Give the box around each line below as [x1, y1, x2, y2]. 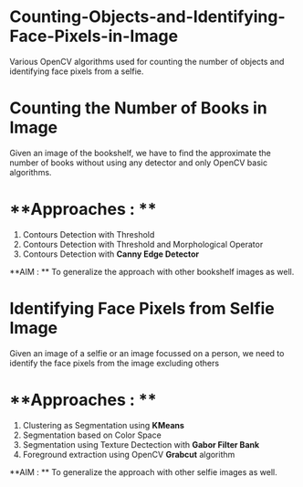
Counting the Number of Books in [9, 98, 267, 119]
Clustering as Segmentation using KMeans [22, 419, 185, 430]
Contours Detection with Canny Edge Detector [22, 249, 200, 259]
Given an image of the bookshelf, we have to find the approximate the [9, 147, 272, 158]
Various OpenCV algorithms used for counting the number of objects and [9, 56, 285, 67]
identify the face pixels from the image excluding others [9, 357, 220, 368]
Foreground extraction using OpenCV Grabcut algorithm [22, 449, 235, 460]
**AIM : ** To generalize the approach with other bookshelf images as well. [9, 266, 295, 277]
